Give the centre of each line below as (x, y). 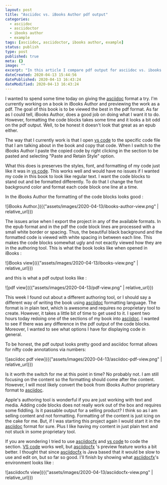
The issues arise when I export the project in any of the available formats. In (83, 221)
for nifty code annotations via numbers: (46, 349)
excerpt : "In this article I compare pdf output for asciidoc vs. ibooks (83, 70)
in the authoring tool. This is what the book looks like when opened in (77, 247)
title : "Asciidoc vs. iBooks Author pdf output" (57, 14)
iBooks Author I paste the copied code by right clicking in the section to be (82, 150)
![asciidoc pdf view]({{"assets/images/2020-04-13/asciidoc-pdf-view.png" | (83, 359)
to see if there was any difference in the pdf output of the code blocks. (78, 323)
